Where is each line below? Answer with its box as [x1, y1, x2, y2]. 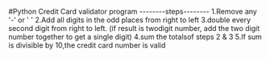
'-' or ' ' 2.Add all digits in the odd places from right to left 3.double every [8, 15, 251, 25]
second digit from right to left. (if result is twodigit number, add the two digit [8, 24, 260, 33]
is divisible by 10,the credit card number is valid [8, 41, 166, 50]
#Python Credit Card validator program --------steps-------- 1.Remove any [8, 7, 258, 16]
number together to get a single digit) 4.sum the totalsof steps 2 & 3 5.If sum [8, 32, 262, 41]
